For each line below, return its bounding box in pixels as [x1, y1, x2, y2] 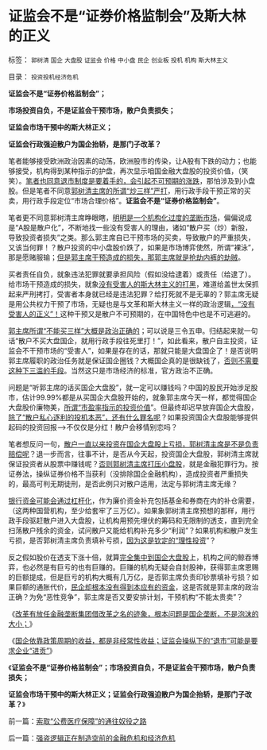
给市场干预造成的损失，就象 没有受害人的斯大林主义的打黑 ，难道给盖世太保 [8, 279, 252, 288]
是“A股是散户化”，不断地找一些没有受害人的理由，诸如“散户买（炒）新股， [8, 222, 253, 232]
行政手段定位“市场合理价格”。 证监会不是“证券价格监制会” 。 [29, 195, 224, 205]
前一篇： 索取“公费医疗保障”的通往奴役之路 [8, 716, 147, 725]
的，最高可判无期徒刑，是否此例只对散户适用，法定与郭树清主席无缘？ [8, 478, 238, 489]
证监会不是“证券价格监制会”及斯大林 [8, 7, 246, 25]
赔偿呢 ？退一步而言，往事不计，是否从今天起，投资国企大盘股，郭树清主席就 [8, 449, 259, 458]
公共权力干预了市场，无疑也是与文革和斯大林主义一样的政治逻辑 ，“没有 [21, 299, 256, 308]
